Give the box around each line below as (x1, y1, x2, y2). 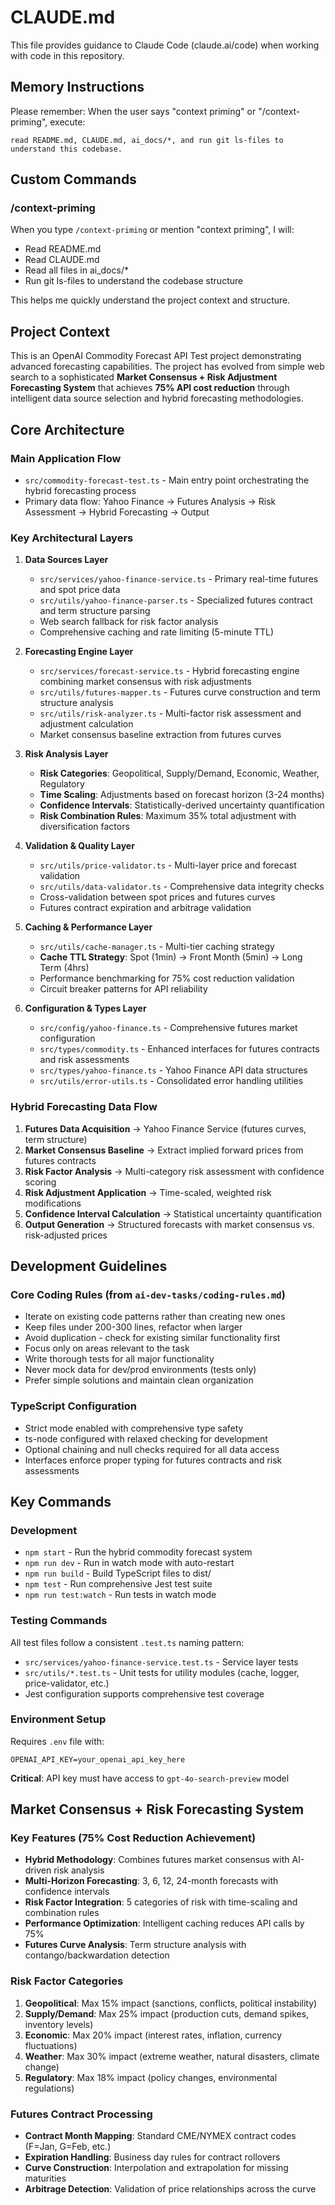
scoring (24, 1176, 57, 1188)
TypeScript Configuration (10, 1399, 137, 1413)
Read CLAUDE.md (24, 254, 100, 266)
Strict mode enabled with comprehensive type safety (24, 1422, 244, 1434)
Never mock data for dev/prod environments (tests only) (24, 1364, 257, 1376)
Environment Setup (10, 1712, 107, 1726)
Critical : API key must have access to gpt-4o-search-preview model (10, 1772, 290, 1784)
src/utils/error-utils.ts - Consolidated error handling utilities (39, 1075, 304, 1087)
